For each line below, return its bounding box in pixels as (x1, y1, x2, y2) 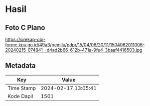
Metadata (5, 61, 36, 70)
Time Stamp (7, 85, 36, 92)
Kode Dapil (7, 93, 33, 100)
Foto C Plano (5, 23, 45, 32)
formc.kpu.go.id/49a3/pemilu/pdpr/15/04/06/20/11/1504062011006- (5, 42, 145, 48)
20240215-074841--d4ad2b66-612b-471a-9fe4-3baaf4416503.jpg (5, 47, 143, 53)
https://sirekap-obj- (5, 36, 46, 42)
